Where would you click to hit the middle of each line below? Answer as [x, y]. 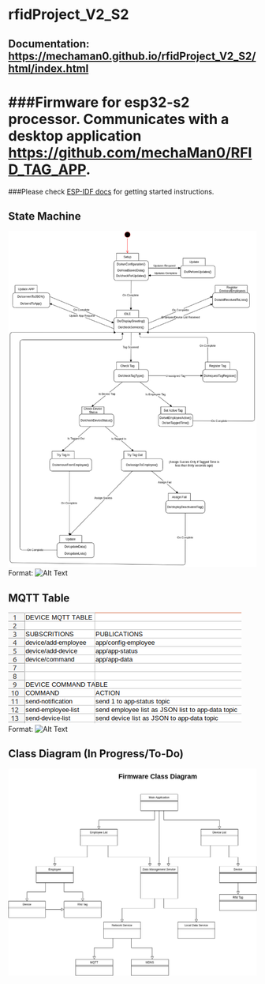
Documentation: [49, 44]
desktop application [75, 136]
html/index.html [49, 68]
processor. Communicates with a [119, 119]
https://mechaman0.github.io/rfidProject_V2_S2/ [132, 56]
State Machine [45, 216]
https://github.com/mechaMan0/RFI [130, 153]
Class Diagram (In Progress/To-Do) [96, 754]
